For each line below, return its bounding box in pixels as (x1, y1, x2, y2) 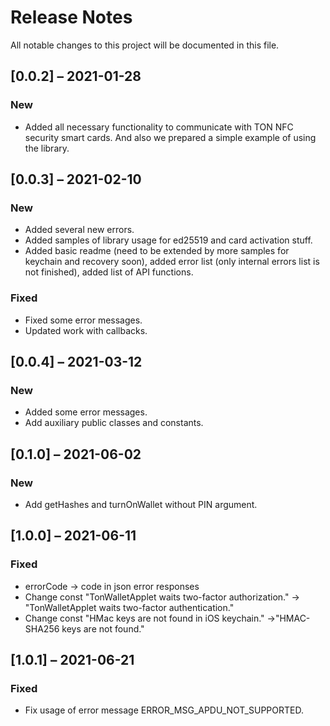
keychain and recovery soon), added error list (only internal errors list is (24, 256, 320, 268)
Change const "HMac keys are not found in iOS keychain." (24, 612, 265, 624)
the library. (24, 142, 70, 154)
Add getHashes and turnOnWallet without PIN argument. (24, 498, 258, 510)
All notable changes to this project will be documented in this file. (10, 39, 280, 51)
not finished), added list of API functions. (24, 266, 194, 278)
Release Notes (10, 6, 133, 29)
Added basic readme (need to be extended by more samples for (24, 245, 290, 257)
